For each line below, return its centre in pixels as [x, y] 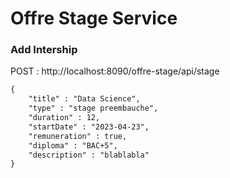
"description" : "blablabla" [89, 155]
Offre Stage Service [94, 18]
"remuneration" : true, [78, 136]
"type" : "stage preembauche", [93, 108]
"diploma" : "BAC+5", [73, 145]
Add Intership [44, 50]
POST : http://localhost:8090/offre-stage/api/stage [115, 71]
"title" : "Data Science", [84, 99]
